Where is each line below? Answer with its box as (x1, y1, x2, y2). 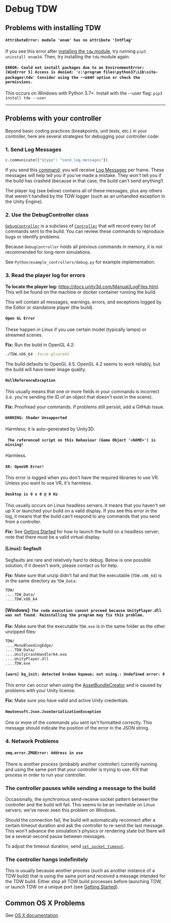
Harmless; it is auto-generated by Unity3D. (5, 426, 95, 432)
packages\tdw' (5, 75, 36, 80)
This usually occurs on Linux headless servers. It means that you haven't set (5, 502, 166, 508)
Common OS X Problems (5, 898, 85, 907)
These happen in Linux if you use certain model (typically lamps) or (5, 326, 147, 333)
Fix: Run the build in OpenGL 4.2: (5, 341, 75, 348)
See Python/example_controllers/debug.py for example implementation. (5, 259, 156, 265)
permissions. (5, 80, 33, 85)
